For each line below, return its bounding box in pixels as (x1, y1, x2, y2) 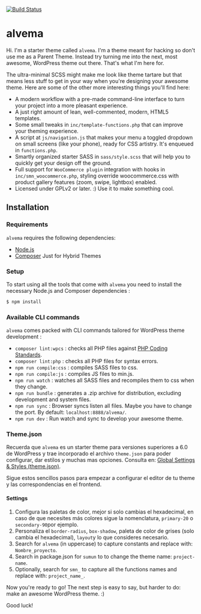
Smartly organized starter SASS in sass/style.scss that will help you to (14, 153, 191, 160)
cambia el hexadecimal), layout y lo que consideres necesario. (14, 533, 169, 541)
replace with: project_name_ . (14, 572, 85, 579)
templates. (14, 114, 41, 121)
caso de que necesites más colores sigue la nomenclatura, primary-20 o (14, 514, 194, 521)
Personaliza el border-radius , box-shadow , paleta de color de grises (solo (14, 527, 194, 535)
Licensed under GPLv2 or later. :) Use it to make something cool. (14, 185, 175, 192)
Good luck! (6, 601, 34, 609)
